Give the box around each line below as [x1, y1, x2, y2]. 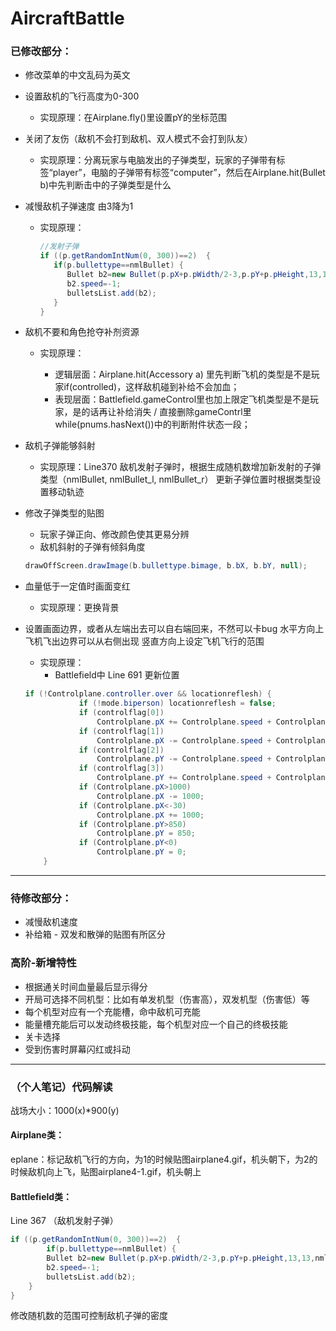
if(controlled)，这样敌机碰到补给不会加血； [63, 381, 240, 393]
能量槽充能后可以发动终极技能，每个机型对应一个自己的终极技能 [24, 1018, 288, 1030]
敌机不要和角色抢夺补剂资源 [24, 326, 140, 338]
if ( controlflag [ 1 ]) [78, 726, 165, 736]
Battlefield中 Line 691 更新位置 [54, 669, 180, 681]
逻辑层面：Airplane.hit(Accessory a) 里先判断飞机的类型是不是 [54, 368, 312, 381]
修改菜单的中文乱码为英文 [24, 69, 131, 81]
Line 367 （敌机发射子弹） [10, 1215, 119, 1227]
